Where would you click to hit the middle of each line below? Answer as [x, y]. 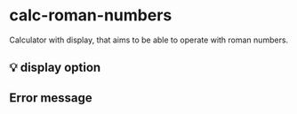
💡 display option [55, 68]
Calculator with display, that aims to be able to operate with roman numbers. [149, 40]
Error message [51, 98]
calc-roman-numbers [91, 15]
